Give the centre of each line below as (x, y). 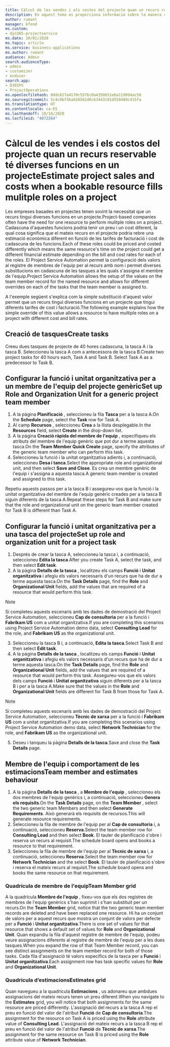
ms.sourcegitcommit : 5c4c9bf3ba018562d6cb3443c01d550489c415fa (73, 99)
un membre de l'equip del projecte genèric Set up (84, 386)
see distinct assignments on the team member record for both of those (79, 951)
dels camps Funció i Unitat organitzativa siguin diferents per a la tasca (87, 681)
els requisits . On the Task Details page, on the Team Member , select (85, 803)
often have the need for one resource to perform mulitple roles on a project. (84, 222)
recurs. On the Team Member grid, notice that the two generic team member (85, 908)
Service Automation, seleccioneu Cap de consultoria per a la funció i (77, 617)
